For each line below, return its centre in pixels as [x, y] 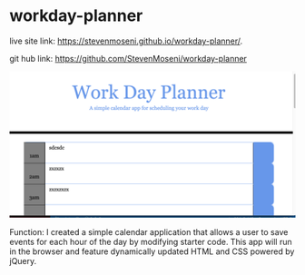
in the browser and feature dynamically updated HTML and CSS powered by [152, 251]
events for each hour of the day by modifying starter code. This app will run [151, 241]
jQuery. [23, 260]
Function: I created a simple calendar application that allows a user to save [149, 231]
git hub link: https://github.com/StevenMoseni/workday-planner [128, 58]
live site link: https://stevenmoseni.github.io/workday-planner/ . [126, 41]
